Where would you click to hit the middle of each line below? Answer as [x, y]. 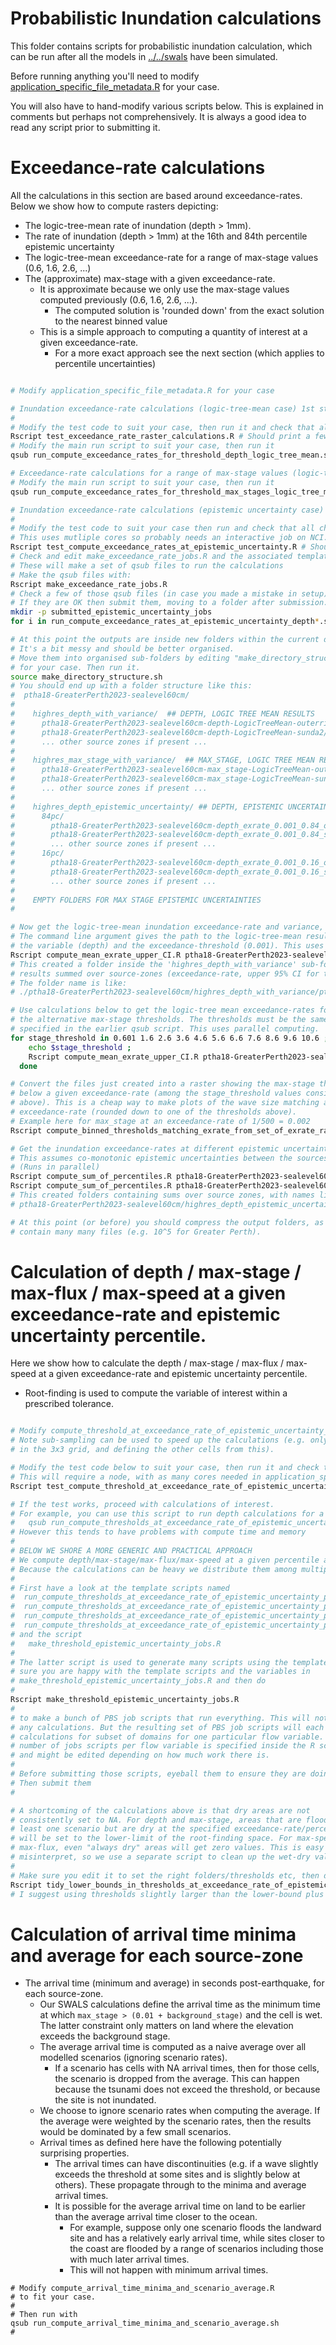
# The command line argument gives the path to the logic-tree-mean [156, 937]
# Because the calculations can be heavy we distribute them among [154, 1569]
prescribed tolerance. [69, 1404]
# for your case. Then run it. [75, 667]
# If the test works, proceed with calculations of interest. [142, 1504]
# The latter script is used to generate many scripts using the [149, 1662]
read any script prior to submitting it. [85, 127]
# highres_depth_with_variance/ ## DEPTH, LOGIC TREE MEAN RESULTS [162, 714]
